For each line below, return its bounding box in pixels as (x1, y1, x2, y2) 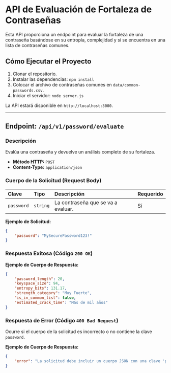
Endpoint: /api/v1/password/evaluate (5, 122, 124, 131)
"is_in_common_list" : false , (14, 295, 76, 300)
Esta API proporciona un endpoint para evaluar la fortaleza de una (5, 31, 144, 37)
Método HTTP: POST (12, 159, 55, 165)
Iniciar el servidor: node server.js (12, 92, 84, 98)
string (34, 203, 50, 208)
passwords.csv (12, 88, 43, 93)
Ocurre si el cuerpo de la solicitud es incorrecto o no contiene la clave (5, 328, 152, 335)
